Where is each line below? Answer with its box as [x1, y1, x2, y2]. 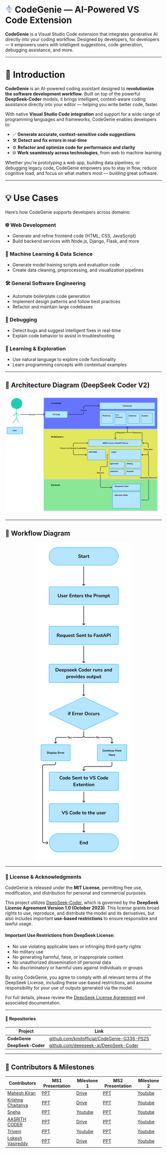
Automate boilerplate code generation [12, 293, 90, 299]
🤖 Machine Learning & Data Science [5, 251, 93, 257]
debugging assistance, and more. [5, 47, 74, 53]
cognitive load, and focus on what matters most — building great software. [5, 170, 158, 176]
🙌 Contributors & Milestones [5, 1063, 94, 1071]
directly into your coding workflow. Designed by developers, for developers [5, 36, 160, 42]
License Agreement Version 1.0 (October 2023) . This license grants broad [5, 905, 160, 911]
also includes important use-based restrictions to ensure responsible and [5, 915, 158, 921]
